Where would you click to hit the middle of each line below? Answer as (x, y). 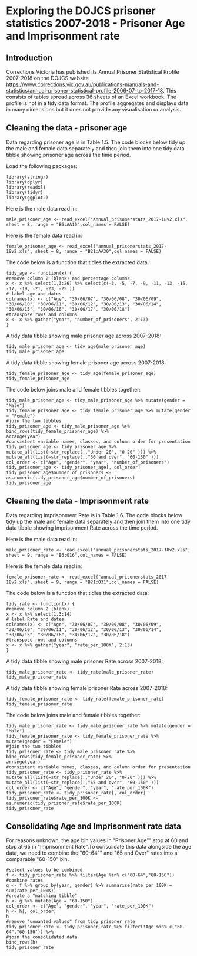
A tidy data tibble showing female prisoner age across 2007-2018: (86, 362)
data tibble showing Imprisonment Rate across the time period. (82, 528)
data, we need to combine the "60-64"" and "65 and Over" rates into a (92, 853)
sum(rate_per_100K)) (31, 891)
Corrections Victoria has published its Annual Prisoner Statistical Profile (93, 72)
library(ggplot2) (27, 198)
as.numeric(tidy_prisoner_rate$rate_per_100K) (64, 803)
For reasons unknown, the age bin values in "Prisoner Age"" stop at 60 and (97, 840)
